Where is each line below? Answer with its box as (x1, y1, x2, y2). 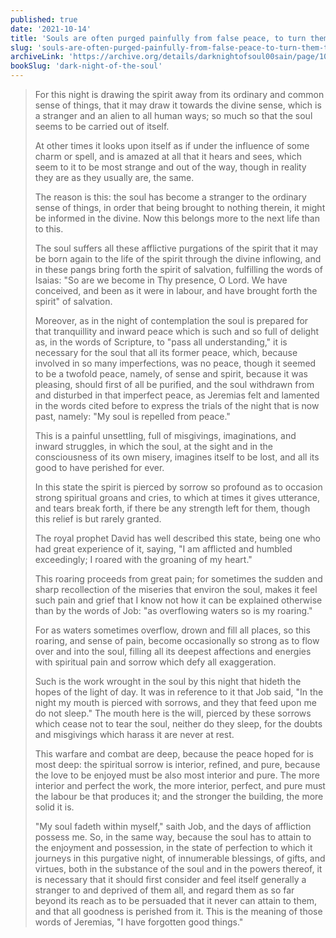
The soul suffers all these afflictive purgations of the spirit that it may (34, 242, 319, 254)
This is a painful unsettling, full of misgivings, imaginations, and (34, 430, 297, 441)
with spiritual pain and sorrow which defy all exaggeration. (34, 656, 277, 668)
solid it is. (34, 801, 75, 813)
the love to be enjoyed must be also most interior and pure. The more (34, 769, 320, 781)
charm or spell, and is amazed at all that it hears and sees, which (34, 151, 302, 162)
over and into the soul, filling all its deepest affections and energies (34, 646, 312, 657)
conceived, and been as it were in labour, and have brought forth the (34, 285, 318, 296)
